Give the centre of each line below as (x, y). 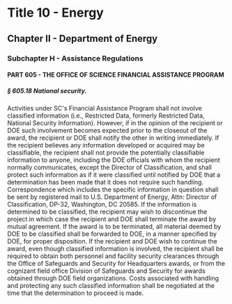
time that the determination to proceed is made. (76, 293)
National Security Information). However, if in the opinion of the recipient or (115, 123)
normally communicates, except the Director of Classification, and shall (110, 168)
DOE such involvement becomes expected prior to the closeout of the (107, 131)
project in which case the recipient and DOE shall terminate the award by (112, 219)
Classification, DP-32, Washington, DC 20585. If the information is (102, 205)
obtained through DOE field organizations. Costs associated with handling (113, 278)
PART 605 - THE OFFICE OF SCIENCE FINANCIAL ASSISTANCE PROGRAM (116, 75)
